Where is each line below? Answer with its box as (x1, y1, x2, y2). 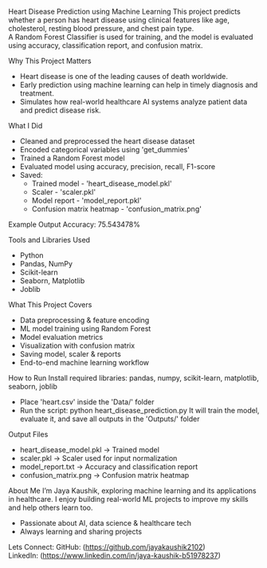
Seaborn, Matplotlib (19, 276, 85, 286)
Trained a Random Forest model (19, 153, 125, 163)
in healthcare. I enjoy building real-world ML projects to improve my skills (8, 495, 249, 503)
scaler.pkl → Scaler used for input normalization (19, 454, 178, 463)
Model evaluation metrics (19, 333, 104, 341)
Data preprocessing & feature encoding (19, 315, 150, 325)
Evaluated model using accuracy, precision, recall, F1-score (19, 162, 216, 171)
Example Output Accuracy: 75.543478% (8, 219, 141, 229)
